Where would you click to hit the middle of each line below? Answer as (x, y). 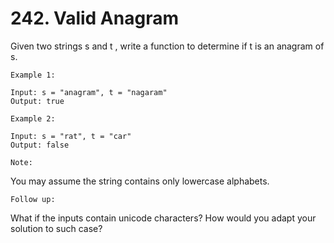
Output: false (40, 145)
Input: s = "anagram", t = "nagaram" (89, 92)
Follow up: (33, 199)
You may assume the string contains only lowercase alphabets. (140, 181)
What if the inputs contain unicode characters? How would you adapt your (163, 218)
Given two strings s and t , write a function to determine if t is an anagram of (167, 46)
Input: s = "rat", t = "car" (71, 136)
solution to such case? (56, 228)
